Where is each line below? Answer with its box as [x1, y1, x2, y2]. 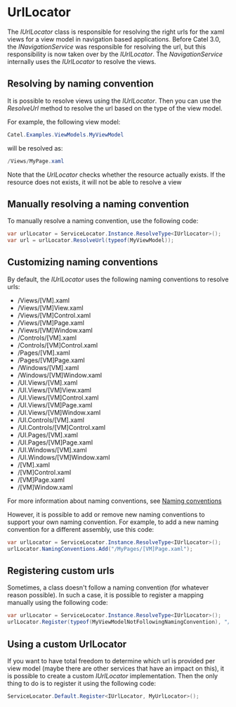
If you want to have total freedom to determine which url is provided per [7, 657, 216, 665]
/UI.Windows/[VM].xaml [17, 445, 87, 454]
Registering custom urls [7, 565, 114, 577]
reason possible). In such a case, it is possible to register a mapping [7, 591, 204, 599]
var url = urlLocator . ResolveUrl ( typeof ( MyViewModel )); [7, 237, 174, 244]
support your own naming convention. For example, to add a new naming [7, 518, 219, 526]
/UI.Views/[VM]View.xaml [17, 386, 91, 394]
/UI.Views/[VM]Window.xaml [17, 408, 101, 416]
